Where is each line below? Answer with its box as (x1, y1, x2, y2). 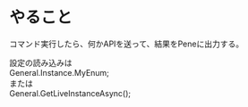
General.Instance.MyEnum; (9, 67, 110, 78)
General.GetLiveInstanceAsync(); (9, 87, 132, 98)
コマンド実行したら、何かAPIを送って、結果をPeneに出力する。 (9, 38, 244, 49)
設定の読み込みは (9, 57, 73, 68)
